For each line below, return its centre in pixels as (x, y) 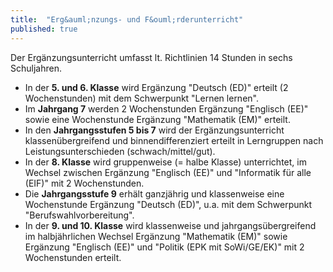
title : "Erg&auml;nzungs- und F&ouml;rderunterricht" (127, 19)
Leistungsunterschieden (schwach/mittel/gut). (120, 151)
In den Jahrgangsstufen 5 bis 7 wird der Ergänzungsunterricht (154, 130)
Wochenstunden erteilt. (73, 257)
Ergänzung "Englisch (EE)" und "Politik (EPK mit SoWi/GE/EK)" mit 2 (164, 247)
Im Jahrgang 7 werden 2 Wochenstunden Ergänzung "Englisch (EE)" (166, 108)
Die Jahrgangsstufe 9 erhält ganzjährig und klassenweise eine (154, 193)
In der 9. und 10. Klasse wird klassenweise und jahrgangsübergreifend (170, 225)
